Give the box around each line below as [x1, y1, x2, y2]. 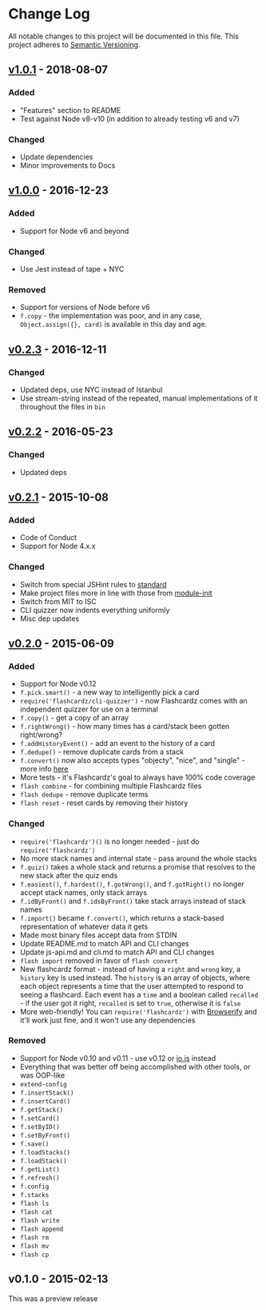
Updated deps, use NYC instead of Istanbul [19, 385, 163, 394]
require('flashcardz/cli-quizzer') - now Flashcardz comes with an [19, 696, 248, 706]
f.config [19, 1183, 50, 1191]
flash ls [19, 1199, 50, 1207]
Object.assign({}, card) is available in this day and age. [19, 320, 208, 329]
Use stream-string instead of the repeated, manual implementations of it [19, 393, 258, 403]
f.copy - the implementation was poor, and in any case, [19, 311, 202, 320]
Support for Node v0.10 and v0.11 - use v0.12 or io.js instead [19, 1053, 216, 1062]
